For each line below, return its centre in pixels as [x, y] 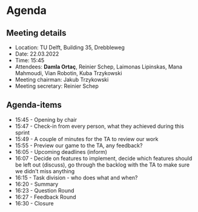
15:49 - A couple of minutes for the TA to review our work [87, 139]
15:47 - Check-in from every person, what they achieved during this [100, 126]
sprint [22, 132]
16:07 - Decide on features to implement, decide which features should [104, 158]
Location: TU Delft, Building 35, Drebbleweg [70, 47]
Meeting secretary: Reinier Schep [57, 86]
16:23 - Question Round [45, 190]
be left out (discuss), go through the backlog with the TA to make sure [102, 165]
